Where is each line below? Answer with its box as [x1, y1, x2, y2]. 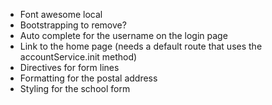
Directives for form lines [19, 62, 120, 73]
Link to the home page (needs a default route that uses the [19, 40, 263, 52]
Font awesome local [19, 9, 103, 20]
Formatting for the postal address [19, 72, 158, 84]
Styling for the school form [19, 83, 131, 94]
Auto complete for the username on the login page [19, 30, 228, 41]
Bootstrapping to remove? [19, 19, 127, 31]
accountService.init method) [19, 51, 138, 63]
